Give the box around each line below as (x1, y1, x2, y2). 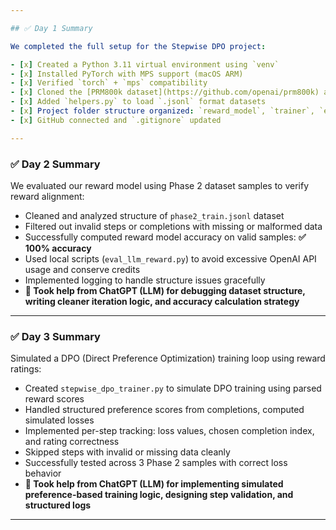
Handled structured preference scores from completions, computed (24, 404, 305, 416)
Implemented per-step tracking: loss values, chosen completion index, (24, 425, 315, 437)
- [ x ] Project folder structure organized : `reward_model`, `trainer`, (10, 106, 315, 116)
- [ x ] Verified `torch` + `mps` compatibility (10, 78, 208, 88)
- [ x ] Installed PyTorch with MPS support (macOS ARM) (10, 69, 244, 79)
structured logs (24, 499, 92, 511)
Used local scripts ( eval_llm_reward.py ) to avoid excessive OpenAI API (24, 252, 317, 265)
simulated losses (24, 414, 95, 426)
